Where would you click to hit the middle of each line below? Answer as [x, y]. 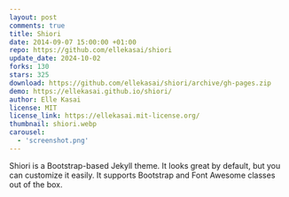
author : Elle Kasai [45, 99]
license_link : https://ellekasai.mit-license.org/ [105, 116]
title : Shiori [35, 34]
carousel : [27, 133]
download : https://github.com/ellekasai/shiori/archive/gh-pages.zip [141, 83]
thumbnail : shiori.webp [53, 125]
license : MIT [33, 108]
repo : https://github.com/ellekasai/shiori [91, 50]
